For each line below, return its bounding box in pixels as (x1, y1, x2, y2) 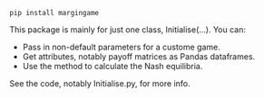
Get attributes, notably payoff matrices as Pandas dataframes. (22, 51, 256, 62)
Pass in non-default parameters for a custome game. (22, 41, 220, 52)
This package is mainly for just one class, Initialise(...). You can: (9, 24, 247, 35)
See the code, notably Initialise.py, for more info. (9, 78, 191, 89)
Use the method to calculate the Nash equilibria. (22, 61, 203, 71)
